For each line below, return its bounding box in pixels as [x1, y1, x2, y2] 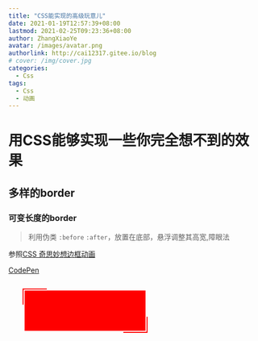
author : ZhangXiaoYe [8, 34, 78, 43]
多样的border [8, 186, 75, 200]
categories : [8, 64, 48, 73]
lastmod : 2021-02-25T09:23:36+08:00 [8, 27, 131, 35]
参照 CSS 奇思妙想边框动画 [8, 249, 96, 259]
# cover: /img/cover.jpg [8, 57, 92, 65]
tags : [8, 79, 27, 87]
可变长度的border [8, 212, 77, 223]
